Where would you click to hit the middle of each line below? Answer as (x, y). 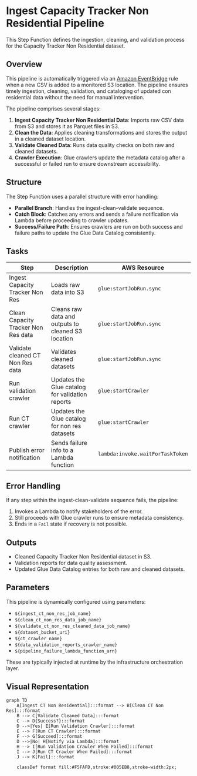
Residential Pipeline (55, 23)
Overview (24, 64)
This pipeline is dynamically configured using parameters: (76, 601)
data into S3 (67, 292)
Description (72, 267)
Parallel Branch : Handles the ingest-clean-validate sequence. (89, 208)
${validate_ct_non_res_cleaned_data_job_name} (72, 626)
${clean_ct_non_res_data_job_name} (58, 620)
